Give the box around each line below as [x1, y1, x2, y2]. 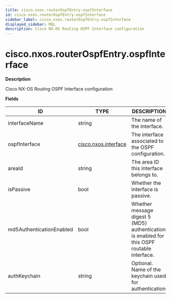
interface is [131, 186, 159, 193]
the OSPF [131, 144, 154, 151]
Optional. [131, 260, 153, 267]
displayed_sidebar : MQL [5, 21, 56, 27]
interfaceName [8, 120, 44, 127]
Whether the [131, 179, 161, 186]
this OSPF [131, 239, 155, 246]
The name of [131, 117, 162, 124]
